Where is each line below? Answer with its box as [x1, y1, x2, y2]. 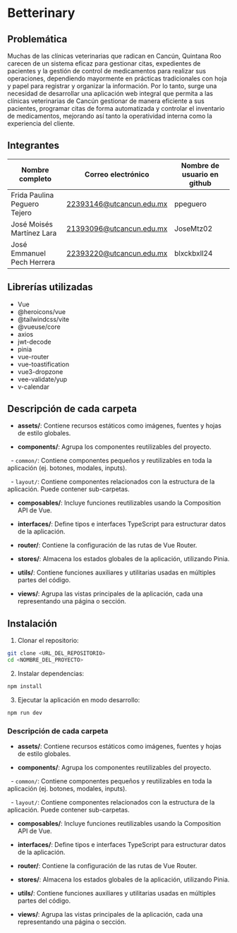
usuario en [182, 169, 219, 179]
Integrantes [7, 140, 60, 152]
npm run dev [7, 709, 42, 716]
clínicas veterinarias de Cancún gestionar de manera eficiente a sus [7, 97, 205, 105]
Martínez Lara [11, 228, 57, 238]
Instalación [7, 618, 58, 630]
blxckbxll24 [174, 248, 213, 258]
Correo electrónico [84, 169, 150, 179]
